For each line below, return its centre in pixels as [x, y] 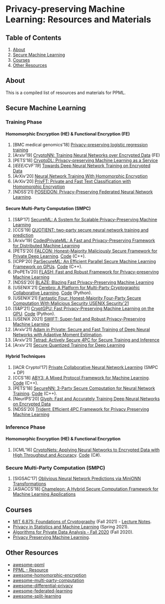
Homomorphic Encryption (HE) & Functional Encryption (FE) [68, 134]
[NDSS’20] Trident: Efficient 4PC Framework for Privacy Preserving [81, 409]
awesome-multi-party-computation [48, 580]
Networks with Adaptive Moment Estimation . [58, 335]
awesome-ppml [28, 565]
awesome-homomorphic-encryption [49, 575]
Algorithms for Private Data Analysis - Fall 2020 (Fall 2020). [73, 532]
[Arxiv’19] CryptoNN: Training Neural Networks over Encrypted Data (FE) [86, 155]
